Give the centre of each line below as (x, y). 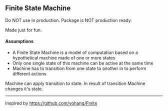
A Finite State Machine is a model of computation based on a (75, 52)
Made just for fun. (23, 30)
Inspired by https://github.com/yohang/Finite (51, 103)
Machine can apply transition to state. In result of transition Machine (75, 83)
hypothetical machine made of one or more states (64, 58)
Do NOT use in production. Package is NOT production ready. (69, 20)
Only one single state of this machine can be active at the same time (83, 63)
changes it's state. (24, 89)
